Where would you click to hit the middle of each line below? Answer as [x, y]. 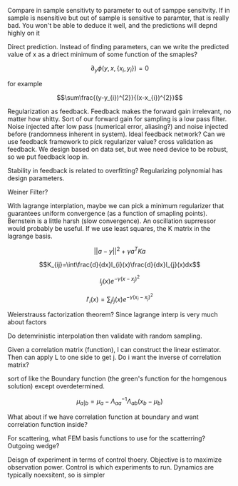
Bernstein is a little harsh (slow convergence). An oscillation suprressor [112, 221]
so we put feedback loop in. [48, 157]
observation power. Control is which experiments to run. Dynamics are [111, 467]
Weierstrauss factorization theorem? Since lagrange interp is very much [113, 315]
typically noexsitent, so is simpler [56, 475]
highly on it [24, 33]
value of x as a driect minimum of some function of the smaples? [103, 54]
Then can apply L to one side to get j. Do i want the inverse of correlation [114, 357]
